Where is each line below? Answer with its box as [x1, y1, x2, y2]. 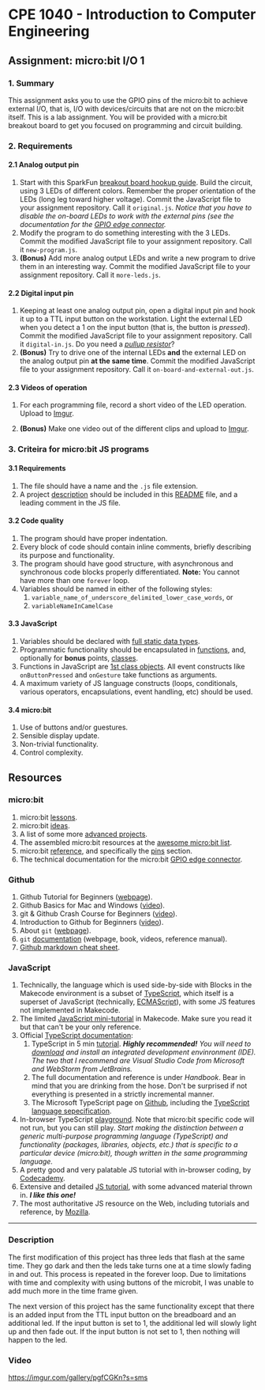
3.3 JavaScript [8, 619, 58, 628]
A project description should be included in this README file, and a [19, 489, 238, 499]
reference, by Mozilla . [19, 1207, 91, 1217]
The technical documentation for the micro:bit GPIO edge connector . [19, 854, 243, 864]
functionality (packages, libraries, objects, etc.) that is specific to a [19, 1140, 238, 1149]
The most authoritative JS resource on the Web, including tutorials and [19, 1199, 250, 1208]
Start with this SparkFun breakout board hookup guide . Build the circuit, [19, 178, 253, 187]
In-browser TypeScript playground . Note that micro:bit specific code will [19, 1115, 255, 1124]
